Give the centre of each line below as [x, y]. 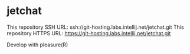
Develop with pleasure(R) [37, 45]
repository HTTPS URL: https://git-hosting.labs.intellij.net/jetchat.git [89, 33]
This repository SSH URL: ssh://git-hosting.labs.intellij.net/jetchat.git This [96, 27]
